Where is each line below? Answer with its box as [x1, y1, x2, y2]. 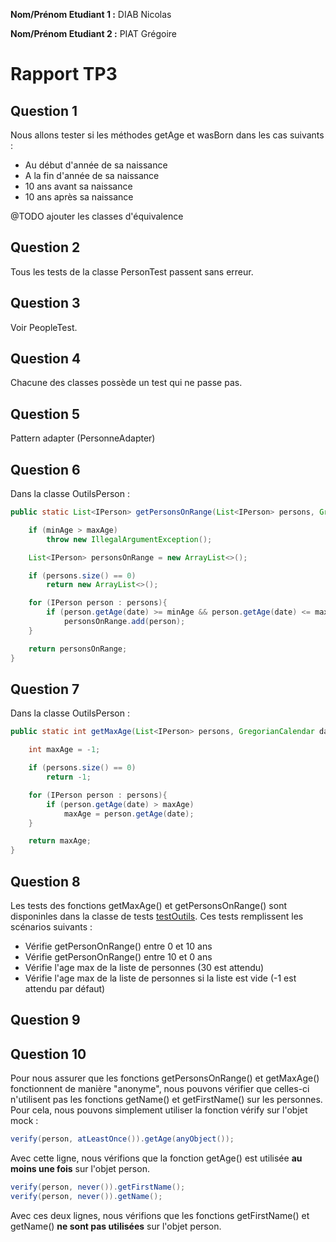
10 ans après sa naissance [24, 191, 134, 203]
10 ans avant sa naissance [24, 180, 133, 192]
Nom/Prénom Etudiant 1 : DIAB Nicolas [10, 9, 172, 20]
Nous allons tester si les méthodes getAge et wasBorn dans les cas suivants [10, 129, 325, 141]
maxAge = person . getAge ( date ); [63, 809, 195, 819]
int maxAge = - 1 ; [28, 745, 101, 755]
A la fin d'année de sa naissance [24, 170, 160, 181]
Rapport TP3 [10, 63, 118, 86]
